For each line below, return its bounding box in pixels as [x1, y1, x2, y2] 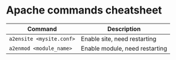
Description [107, 25, 141, 33]
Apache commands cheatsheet [6, 4, 163, 17]
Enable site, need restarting [81, 35, 157, 43]
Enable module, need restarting [81, 44, 167, 52]
